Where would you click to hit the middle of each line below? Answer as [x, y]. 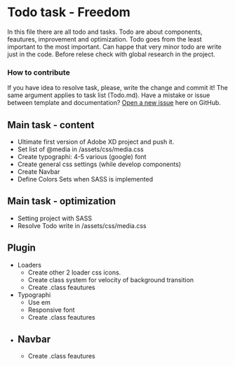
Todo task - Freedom [69, 12]
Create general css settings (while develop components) [99, 164]
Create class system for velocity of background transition [111, 279]
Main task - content [51, 125]
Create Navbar [39, 172]
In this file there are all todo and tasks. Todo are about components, [105, 32]
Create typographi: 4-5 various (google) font [82, 157]
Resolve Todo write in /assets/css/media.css [82, 225]
